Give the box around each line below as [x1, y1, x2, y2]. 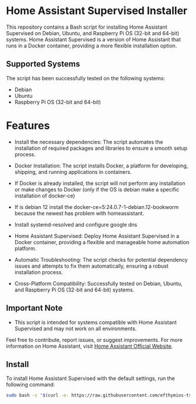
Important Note [6, 303, 63, 313]
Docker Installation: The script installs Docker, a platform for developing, [14, 162, 188, 169]
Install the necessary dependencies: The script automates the [14, 138, 163, 145]
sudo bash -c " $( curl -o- [6, 392, 69, 399]
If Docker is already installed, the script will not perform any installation [14, 180, 185, 187]
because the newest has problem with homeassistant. [14, 210, 145, 217]
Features [6, 119, 50, 132]
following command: [6, 381, 55, 388]
